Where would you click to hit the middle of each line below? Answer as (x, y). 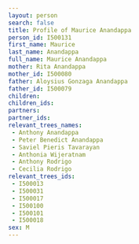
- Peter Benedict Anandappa (57, 140)
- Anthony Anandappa (45, 132)
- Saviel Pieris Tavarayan (56, 147)
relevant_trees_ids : (42, 177)
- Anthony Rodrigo (42, 162)
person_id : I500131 (40, 37)
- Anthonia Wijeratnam (49, 154)
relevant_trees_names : (45, 125)
